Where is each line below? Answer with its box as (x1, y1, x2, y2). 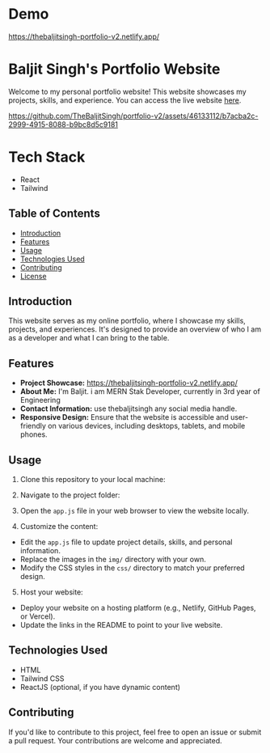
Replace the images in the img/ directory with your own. (19, 555, 206, 565)
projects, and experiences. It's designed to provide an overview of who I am (8, 324, 261, 334)
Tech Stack (8, 148, 86, 167)
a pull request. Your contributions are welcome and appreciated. (8, 735, 222, 745)
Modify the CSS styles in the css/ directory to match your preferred (19, 563, 245, 573)
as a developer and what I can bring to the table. (8, 333, 170, 343)
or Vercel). (19, 611, 56, 621)
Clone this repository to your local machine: (19, 475, 166, 484)
